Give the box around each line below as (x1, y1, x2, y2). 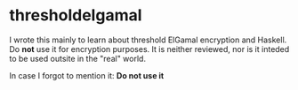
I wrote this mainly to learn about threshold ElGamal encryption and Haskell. (9, 34, 287, 45)
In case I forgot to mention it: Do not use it (9, 70, 165, 80)
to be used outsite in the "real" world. (9, 53, 147, 64)
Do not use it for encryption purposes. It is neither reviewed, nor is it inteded (9, 43, 290, 54)
